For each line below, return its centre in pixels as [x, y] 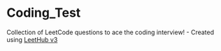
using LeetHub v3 [32, 39]
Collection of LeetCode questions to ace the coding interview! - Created [110, 32]
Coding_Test [44, 13]
